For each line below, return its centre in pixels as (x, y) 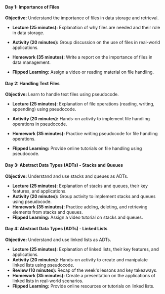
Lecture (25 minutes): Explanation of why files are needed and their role (86, 28)
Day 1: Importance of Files (32, 7)
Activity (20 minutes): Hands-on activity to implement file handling (81, 119)
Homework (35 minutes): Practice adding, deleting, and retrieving (80, 207)
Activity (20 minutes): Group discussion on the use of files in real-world (86, 43)
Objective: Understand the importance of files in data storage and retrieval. (82, 18)
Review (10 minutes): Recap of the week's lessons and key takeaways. (85, 270)
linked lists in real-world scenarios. (48, 281)
